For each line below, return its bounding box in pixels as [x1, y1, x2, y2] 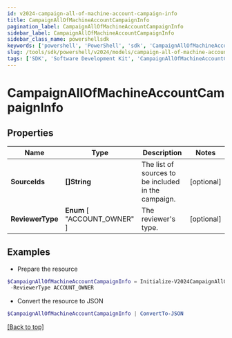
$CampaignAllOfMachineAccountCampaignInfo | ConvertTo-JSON [7, 310, 184, 317]
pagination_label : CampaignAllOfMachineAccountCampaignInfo [7, 23, 184, 30]
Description [142, 148, 182, 157]
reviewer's [141, 214, 176, 224]
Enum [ [65, 205, 90, 215]
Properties [7, 127, 54, 139]
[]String [65, 177, 92, 186]
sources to [141, 168, 176, 177]
